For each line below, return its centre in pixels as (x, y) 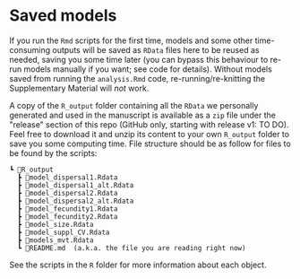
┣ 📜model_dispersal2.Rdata (68, 193)
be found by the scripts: (53, 153)
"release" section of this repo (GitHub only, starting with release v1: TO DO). (149, 124)
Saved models (63, 16)
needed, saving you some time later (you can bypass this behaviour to (139, 59)
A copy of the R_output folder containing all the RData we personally (134, 105)
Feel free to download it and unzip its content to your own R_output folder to (149, 134)
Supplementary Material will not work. (79, 88)
